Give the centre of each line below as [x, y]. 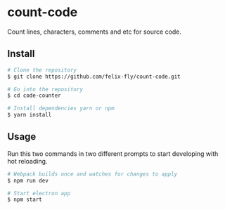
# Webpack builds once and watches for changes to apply [92, 174]
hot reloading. [27, 161]
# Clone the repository [42, 70]
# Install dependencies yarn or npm [61, 109]
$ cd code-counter [34, 96]
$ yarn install [30, 115]
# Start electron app [39, 193]
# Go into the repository [45, 89]
